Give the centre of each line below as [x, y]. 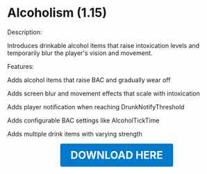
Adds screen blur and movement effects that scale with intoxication [104, 93]
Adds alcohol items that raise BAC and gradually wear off [89, 80]
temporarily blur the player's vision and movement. [80, 53]
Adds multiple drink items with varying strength [75, 134]
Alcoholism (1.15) [57, 13]
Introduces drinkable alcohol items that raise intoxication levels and [104, 45]
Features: [21, 66]
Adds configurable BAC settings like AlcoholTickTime [83, 120]
